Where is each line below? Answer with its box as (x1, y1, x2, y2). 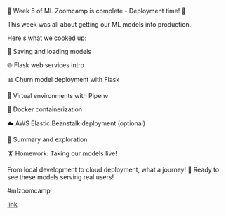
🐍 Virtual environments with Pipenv (7, 92, 109, 99)
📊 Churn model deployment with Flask (7, 76, 120, 83)
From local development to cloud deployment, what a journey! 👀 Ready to (7, 165, 220, 174)
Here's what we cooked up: (7, 34, 87, 42)
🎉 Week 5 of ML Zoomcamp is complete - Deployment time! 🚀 (7, 7, 186, 15)
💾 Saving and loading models (7, 48, 92, 55)
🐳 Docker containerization (7, 105, 83, 113)
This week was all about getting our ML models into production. (7, 20, 192, 28)
